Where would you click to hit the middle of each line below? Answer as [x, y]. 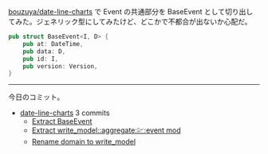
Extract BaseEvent [62, 121]
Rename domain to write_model [84, 142]
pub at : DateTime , [53, 44]
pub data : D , [44, 51]
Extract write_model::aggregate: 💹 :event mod [106, 130]
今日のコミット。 [36, 97]
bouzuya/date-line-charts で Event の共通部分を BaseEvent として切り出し [131, 12]
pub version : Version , [60, 66]
